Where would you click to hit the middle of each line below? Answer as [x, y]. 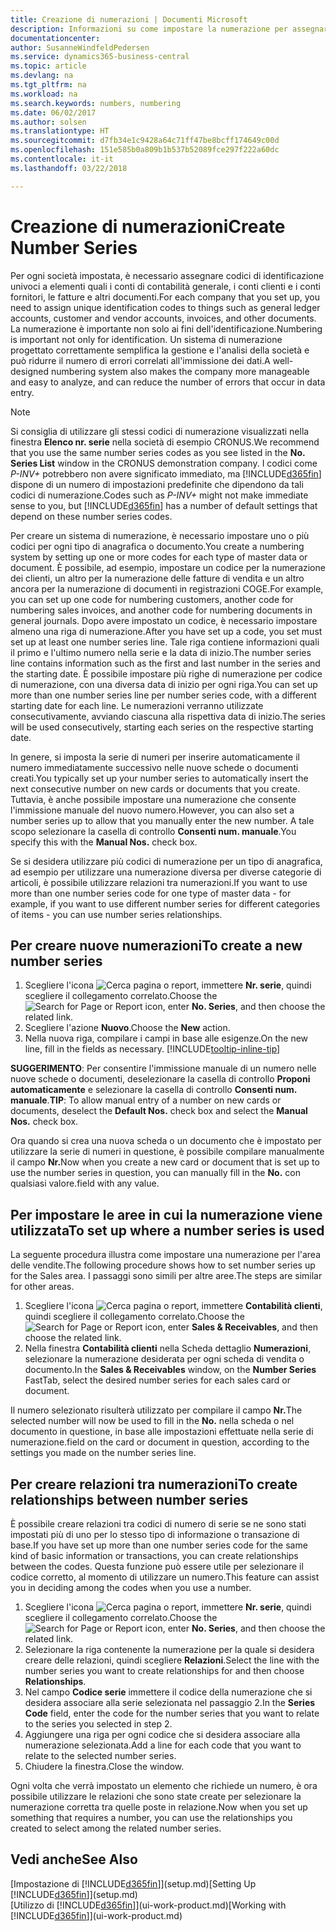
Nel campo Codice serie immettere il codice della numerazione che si [168, 1692]
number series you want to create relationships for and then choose [164, 1670]
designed [30, 371]
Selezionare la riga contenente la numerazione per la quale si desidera [169, 1649]
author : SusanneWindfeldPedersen [80, 47]
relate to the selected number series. [100, 1755]
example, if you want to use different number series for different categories [165, 903]
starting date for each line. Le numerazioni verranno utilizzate [137, 705]
